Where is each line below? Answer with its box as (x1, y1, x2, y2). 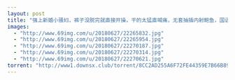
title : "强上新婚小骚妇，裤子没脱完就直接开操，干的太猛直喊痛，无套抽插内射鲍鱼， (7, 17, 220, 24)
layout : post (7, 10, 45, 17)
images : (7, 23, 30, 30)
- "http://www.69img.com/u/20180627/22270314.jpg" (13, 49, 164, 56)
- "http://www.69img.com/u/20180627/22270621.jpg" (13, 56, 164, 63)
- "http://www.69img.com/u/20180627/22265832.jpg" (13, 29, 164, 37)
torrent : (7, 62, 33, 69)
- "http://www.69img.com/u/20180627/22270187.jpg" (13, 42, 164, 49)
